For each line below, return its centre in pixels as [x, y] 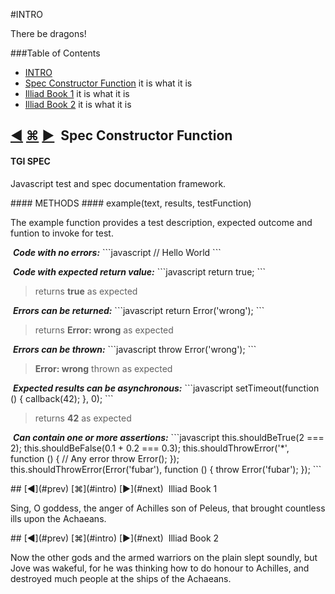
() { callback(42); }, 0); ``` [62, 398]
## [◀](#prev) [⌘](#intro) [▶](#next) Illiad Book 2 [115, 538]
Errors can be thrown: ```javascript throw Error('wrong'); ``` [134, 349]
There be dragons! [48, 33]
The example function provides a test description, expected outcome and [161, 222]
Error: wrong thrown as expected [103, 368]
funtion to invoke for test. [62, 233]
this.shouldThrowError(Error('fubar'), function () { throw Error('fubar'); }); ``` [166, 469]
